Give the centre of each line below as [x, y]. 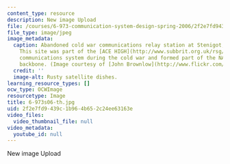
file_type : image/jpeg [39, 32]
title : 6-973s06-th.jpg [41, 102]
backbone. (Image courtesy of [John [72, 64]
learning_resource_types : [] [49, 83]
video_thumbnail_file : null [53, 121]
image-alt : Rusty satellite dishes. [65, 77]
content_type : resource [41, 13]
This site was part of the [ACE [65, 52]
